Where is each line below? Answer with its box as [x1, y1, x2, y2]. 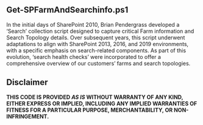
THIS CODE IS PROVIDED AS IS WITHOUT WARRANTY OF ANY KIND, [6, 93, 183, 101]
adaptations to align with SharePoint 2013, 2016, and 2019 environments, [6, 40, 189, 47]
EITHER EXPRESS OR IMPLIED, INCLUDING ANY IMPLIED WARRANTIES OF [6, 100, 198, 107]
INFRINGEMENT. [6, 112, 49, 120]
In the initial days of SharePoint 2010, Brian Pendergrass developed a [6, 21, 180, 28]
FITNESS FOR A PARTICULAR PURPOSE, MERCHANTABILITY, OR [6, 106, 173, 113]
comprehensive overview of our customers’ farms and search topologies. [6, 59, 191, 67]
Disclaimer [6, 77, 48, 87]
